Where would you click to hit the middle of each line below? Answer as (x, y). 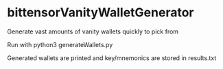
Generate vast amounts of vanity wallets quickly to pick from (93, 31)
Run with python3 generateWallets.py (60, 44)
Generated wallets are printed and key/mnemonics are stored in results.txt (112, 58)
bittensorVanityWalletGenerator (101, 13)
